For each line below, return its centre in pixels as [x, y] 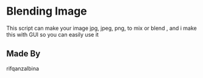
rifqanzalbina [23, 68]
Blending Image [47, 11]
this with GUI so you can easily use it [52, 34]
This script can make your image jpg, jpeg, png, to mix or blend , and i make [101, 28]
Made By [23, 54]
